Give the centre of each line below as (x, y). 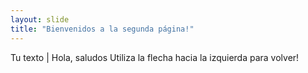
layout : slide (40, 19)
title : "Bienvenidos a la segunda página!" (102, 29)
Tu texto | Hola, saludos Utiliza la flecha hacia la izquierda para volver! (155, 57)
